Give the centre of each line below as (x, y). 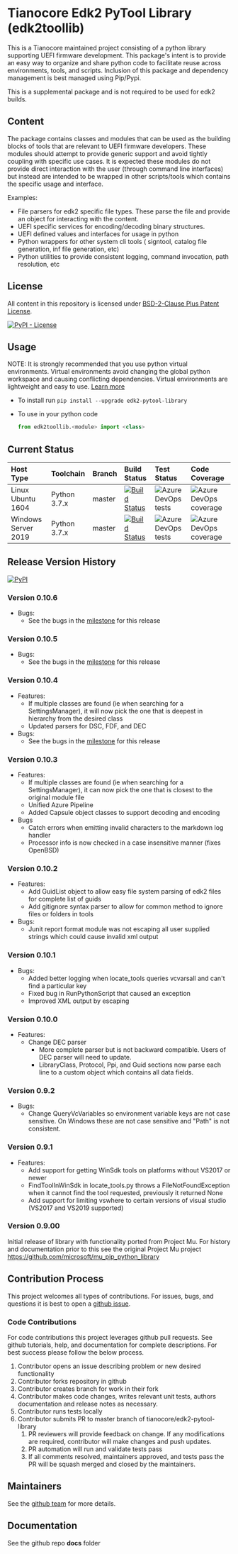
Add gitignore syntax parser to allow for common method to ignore (125, 906)
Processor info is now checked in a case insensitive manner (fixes (124, 843)
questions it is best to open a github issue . (69, 1304)
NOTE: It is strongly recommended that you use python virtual (97, 364)
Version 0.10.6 (33, 597)
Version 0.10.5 (33, 639)
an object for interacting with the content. (78, 218)
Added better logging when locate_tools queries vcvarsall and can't (126, 978)
